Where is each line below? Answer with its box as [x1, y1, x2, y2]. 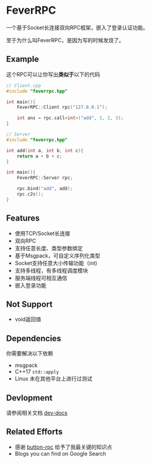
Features [6, 213, 40, 223]
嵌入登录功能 [14, 282, 46, 289]
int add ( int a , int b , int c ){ [6, 147, 84, 153]
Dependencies [6, 333, 61, 344]
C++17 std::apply [14, 368, 59, 375]
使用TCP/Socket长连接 [14, 229, 71, 237]
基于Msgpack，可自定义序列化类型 [14, 252, 100, 259]
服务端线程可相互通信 [14, 274, 67, 281]
